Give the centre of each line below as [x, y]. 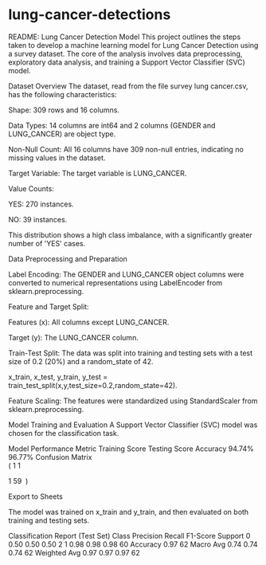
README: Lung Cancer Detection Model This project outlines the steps [125, 37]
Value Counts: [31, 188]
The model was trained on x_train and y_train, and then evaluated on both [129, 512]
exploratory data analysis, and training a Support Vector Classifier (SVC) [127, 62]
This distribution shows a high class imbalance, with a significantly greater [130, 235]
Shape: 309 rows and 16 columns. [64, 110]
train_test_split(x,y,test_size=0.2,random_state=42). [93, 385]
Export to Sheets [36, 496]
